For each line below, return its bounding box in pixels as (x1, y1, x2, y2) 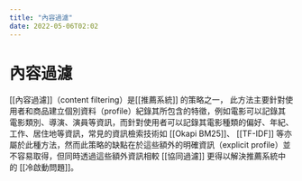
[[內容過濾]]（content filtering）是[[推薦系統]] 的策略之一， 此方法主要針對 (9, 95, 286, 105)
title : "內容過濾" (9, 13, 74, 23)
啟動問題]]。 (32, 162, 79, 173)
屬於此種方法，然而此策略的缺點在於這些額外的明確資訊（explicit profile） (9, 140, 283, 150)
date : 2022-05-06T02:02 (9, 22, 99, 31)
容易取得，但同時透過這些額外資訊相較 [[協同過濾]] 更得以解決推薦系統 (16, 150, 279, 162)
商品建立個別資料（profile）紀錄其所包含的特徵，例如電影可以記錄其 (32, 105, 287, 117)
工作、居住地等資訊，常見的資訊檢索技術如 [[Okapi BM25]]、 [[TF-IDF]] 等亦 (9, 128, 293, 140)
